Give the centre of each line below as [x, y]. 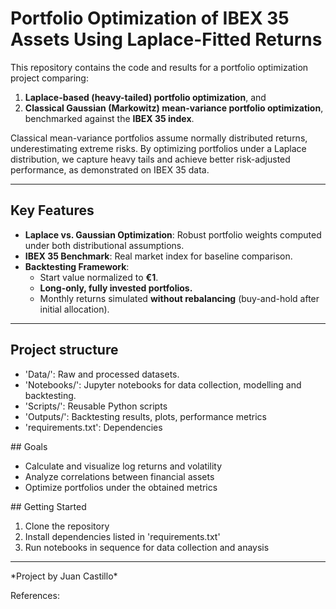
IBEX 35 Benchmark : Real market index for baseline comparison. [158, 256]
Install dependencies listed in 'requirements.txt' [122, 536]
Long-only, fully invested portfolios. [116, 288]
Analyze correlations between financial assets [119, 476]
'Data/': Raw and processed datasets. [102, 374]
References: [35, 595]
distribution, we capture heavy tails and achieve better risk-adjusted [150, 159]
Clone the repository [67, 526]
